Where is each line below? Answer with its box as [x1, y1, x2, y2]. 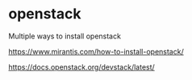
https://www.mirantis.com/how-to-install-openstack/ [8, 46, 184, 56]
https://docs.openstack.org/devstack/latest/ [8, 62, 155, 72]
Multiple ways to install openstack [8, 31, 121, 41]
